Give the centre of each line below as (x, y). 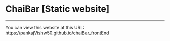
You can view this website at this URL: (45, 27)
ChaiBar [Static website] (57, 9)
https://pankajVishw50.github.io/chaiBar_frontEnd (57, 33)
